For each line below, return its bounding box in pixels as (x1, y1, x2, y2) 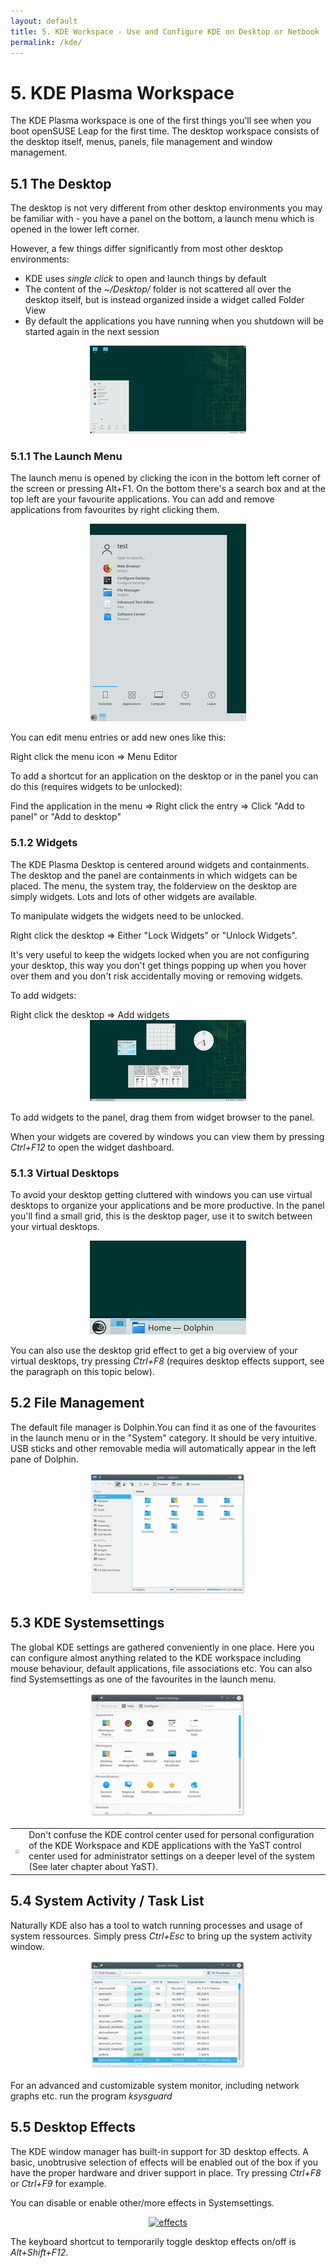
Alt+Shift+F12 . (10, 2246, 69, 2258)
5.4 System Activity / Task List (10, 1893, 205, 1910)
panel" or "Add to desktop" (10, 811, 122, 823)
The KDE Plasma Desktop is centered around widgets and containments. (10, 858, 310, 870)
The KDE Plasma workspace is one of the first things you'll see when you (10, 115, 312, 127)
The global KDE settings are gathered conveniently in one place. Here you (10, 1641, 315, 1653)
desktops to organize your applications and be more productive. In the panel (10, 1200, 325, 1212)
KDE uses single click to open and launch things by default (24, 273, 267, 285)
